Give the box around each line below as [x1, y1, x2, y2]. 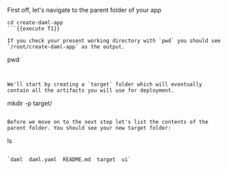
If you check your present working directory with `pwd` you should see [7, 37, 221, 44]
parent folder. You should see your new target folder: [7, 124, 171, 131]
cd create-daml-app [7, 19, 64, 26]
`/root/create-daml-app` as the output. [7, 44, 126, 50]
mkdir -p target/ [7, 100, 53, 107]
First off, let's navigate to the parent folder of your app [7, 6, 162, 14]
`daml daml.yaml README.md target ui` [7, 156, 131, 163]
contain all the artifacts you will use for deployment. [7, 87, 175, 94]
